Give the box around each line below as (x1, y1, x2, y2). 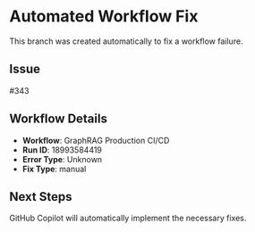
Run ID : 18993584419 (21, 145, 103, 155)
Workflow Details (9, 112, 107, 127)
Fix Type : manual (21, 163, 87, 174)
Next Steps (9, 189, 72, 204)
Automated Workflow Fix (9, 6, 199, 27)
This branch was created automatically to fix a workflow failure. (9, 36, 243, 46)
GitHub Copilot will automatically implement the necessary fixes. (9, 212, 247, 224)
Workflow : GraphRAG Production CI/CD (21, 135, 170, 145)
